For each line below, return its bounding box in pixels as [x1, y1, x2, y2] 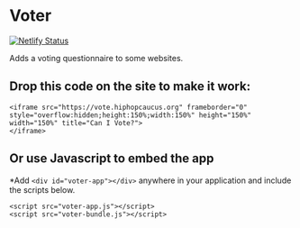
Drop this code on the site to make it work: [9, 78, 250, 95]
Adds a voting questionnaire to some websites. [9, 52, 184, 63]
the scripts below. [9, 184, 76, 195]
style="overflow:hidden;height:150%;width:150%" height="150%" [9, 110, 252, 120]
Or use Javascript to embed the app [9, 150, 214, 167]
